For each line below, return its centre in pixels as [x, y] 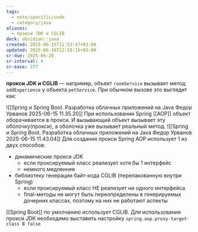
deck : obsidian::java [33, 39]
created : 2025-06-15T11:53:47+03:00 [51, 45]
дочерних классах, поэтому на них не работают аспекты [96, 201]
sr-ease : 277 [22, 67]
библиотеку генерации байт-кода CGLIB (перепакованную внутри [98, 176]
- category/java [31, 22]
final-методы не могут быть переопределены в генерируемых [102, 194]
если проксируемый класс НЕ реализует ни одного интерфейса [104, 188]
